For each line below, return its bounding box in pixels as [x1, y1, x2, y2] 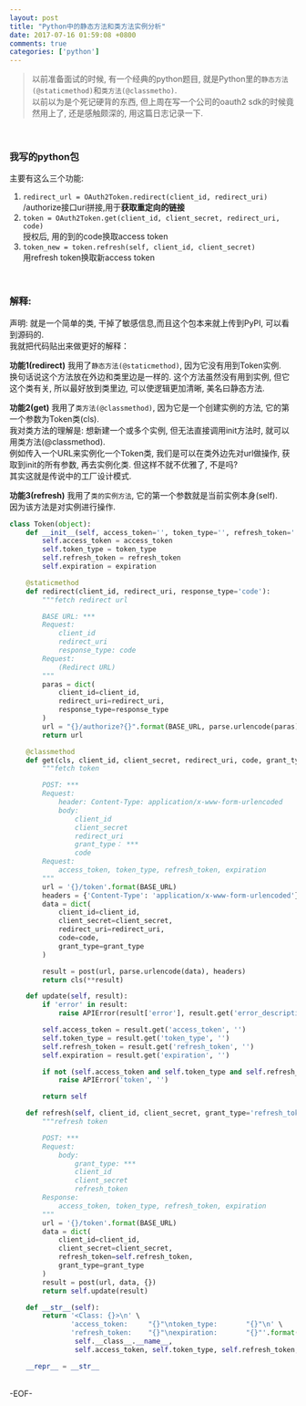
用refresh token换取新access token [22, 252, 156, 263]
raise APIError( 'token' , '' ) [57, 1075, 169, 1085]
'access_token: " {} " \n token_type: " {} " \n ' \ [70, 1320, 283, 1329]
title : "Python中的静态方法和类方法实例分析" [9, 22, 166, 31]
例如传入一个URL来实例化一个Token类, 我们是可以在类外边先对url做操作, [9, 447, 280, 458]
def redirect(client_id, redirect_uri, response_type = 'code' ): [25, 586, 271, 596]
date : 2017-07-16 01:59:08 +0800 [9, 30, 137, 39]
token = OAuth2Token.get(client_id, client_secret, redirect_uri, [22, 214, 280, 224]
